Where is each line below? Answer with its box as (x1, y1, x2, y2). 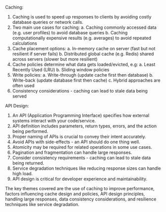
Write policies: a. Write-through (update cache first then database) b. (12, 72, 154, 78)
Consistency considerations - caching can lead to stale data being (12, 88, 148, 94)
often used (12, 83, 35, 89)
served (12, 93, 27, 99)
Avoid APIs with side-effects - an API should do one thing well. (12, 139, 140, 145)
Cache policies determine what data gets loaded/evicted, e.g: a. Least (12, 62, 156, 67)
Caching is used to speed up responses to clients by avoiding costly (12, 14, 152, 19)
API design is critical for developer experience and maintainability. (12, 176, 148, 182)
